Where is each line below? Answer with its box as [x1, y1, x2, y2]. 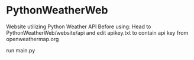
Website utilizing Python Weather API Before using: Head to [6, 23, 151, 30]
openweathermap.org [6, 35, 59, 42]
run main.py [6, 46, 35, 54]
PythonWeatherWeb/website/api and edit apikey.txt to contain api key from [6, 29, 189, 36]
